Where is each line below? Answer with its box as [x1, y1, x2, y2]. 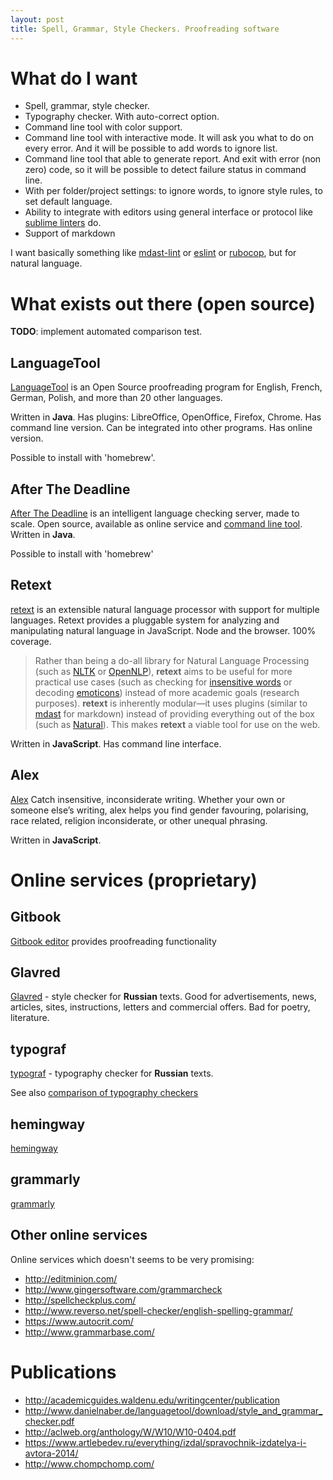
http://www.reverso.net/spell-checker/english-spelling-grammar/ [24, 1304, 293, 1316]
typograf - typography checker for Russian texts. [10, 1067, 214, 1080]
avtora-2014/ [24, 1447, 79, 1459]
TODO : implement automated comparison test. [10, 326, 203, 338]
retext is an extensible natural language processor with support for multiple [10, 603, 320, 615]
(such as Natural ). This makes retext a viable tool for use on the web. [34, 718, 321, 730]
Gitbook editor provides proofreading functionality [10, 935, 217, 947]
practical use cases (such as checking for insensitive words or [34, 676, 293, 688]
